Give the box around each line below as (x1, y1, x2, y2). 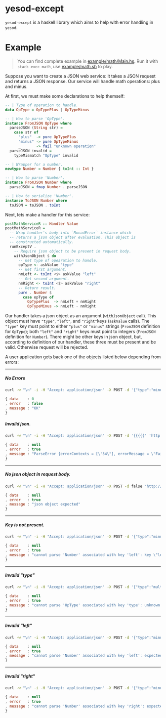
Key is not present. (5, 522, 45, 528)
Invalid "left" (5, 623, 32, 629)
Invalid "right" (5, 673, 36, 679)
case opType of (23, 295, 54, 299)
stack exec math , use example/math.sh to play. (17, 63, 113, 69)
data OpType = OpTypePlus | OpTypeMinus (5, 107, 90, 112)
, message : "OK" (5, 406, 41, 411)
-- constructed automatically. (9, 240, 74, 245)
